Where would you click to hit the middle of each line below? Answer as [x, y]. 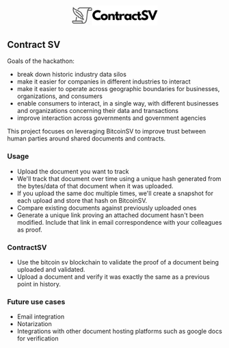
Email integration [41, 316]
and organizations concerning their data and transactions [98, 111]
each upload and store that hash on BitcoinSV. [82, 200]
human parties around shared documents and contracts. [86, 138]
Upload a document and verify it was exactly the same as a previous [113, 277]
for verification [38, 338]
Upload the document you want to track [73, 171]
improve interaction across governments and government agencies [111, 118]
